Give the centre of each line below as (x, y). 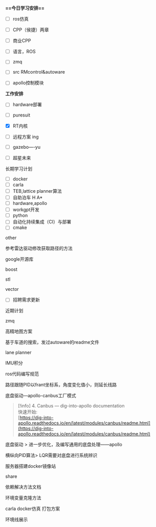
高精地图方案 (19, 331)
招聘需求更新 (26, 300)
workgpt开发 (26, 210)
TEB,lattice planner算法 (37, 191)
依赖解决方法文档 (23, 487)
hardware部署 (27, 105)
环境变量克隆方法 (23, 498)
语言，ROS (24, 52)
